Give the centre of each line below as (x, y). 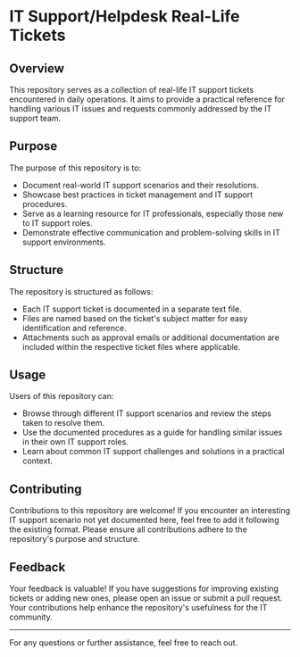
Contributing (46, 489)
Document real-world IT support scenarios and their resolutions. (140, 185)
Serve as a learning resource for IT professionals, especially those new (153, 213)
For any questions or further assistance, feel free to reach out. (124, 643)
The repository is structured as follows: (81, 291)
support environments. (64, 242)
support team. (35, 118)
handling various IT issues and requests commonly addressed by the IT (141, 108)
